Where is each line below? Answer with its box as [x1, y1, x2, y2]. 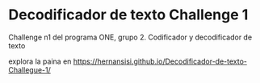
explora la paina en [8, 56, 72, 66]
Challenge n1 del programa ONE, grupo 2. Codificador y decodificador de [8, 32, 253, 42]
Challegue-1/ [8, 64, 51, 74]
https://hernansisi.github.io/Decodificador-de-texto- [73, 56, 248, 66]
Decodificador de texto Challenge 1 [8, 6, 249, 24]
